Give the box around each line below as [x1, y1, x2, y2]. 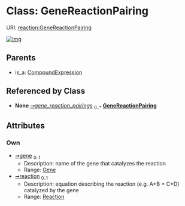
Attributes [6, 121, 45, 131]
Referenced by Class [6, 86, 86, 96]
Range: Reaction [23, 193, 65, 200]
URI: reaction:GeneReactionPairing [6, 24, 92, 31]
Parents [6, 53, 36, 63]
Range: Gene [23, 166, 56, 173]
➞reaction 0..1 [14, 172, 48, 181]
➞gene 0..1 [14, 152, 41, 161]
